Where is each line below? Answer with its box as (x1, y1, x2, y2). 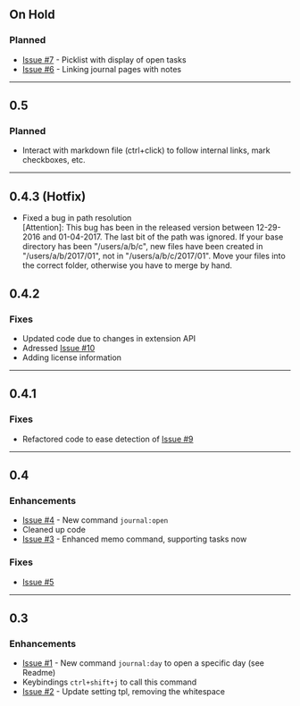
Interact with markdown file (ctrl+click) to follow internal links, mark (21, 145, 271, 155)
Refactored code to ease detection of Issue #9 (21, 433, 194, 444)
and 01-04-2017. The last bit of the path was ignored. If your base (42, 231, 284, 242)
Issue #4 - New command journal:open (21, 515, 169, 525)
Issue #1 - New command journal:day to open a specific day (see (21, 658, 265, 668)
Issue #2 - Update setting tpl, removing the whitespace (21, 686, 226, 697)
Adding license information (21, 352, 122, 363)
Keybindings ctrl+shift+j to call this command (21, 677, 197, 687)
